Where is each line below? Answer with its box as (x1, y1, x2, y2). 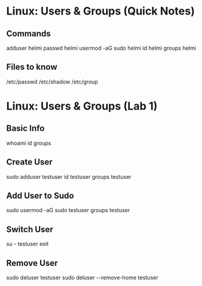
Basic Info (6, 123, 45, 134)
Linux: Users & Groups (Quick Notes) (6, 4, 195, 18)
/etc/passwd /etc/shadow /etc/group (6, 78, 98, 85)
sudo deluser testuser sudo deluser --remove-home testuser (6, 274, 159, 281)
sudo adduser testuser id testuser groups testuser (6, 173, 132, 180)
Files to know (6, 62, 58, 72)
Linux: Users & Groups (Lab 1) (6, 99, 158, 113)
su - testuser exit (6, 241, 49, 248)
